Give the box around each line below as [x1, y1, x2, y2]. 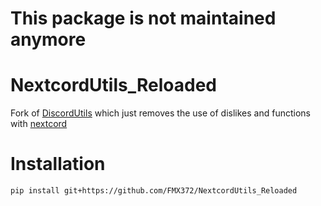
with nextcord [10, 118, 68, 130]
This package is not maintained [10, 7, 277, 30]
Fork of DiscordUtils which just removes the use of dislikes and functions [10, 107, 311, 119]
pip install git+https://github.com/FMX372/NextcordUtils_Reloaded [10, 186, 298, 196]
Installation [10, 153, 106, 176]
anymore [10, 28, 87, 51]
